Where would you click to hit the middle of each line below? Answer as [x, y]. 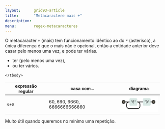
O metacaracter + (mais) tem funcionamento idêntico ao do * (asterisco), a [80, 41]
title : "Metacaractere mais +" [44, 16]
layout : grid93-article [35, 10]
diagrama [139, 89]
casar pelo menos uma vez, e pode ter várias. [51, 51]
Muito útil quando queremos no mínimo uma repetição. [60, 121]
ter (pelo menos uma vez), [39, 61]
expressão [26, 86]
